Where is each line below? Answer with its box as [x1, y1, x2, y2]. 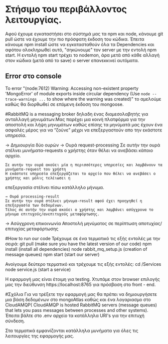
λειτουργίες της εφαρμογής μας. [5, 332, 74, 339]
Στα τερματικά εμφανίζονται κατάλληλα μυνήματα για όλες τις [5, 327, 139, 333]
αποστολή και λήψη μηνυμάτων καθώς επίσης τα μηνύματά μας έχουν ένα [5, 121, 163, 127]
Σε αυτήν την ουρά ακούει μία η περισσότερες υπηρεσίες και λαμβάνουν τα [5, 162, 163, 167]
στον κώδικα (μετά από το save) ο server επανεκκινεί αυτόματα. [5, 57, 139, 63]
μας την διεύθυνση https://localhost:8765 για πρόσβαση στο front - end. [5, 281, 156, 287]
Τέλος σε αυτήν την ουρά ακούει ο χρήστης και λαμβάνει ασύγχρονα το [5, 207, 154, 212]
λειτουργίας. [5, 14, 62, 26]
